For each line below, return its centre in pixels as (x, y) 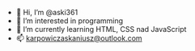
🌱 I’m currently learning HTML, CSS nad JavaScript (101, 29)
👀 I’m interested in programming (70, 21)
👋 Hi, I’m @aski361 (47, 12)
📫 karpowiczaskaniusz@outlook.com (79, 38)
